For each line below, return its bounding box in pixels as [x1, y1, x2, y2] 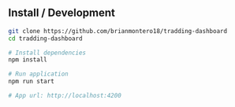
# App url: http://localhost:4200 [8, 92, 122, 100]
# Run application [8, 70, 69, 78]
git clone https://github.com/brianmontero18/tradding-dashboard [8, 27, 227, 35]
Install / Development [8, 6, 116, 20]
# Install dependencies [8, 49, 87, 57]
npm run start [8, 78, 55, 86]
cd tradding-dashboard [8, 35, 83, 42]
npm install [8, 56, 47, 64]
